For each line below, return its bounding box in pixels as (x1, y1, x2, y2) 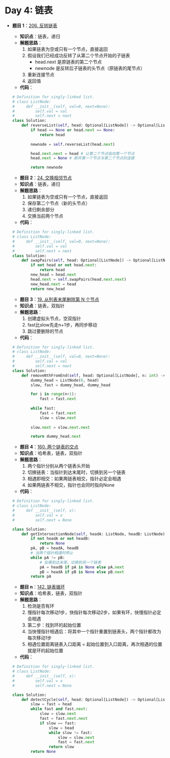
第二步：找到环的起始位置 (27, 622, 81, 628)
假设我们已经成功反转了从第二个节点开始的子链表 (27, 52, 130, 59)
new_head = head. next (31, 272, 77, 278)
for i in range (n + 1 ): (31, 392, 77, 397)
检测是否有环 (27, 603, 54, 609)
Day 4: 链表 (5, 5, 53, 16)
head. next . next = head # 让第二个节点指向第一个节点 (31, 151, 135, 156)
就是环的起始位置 (27, 647, 64, 654)
